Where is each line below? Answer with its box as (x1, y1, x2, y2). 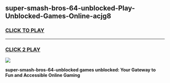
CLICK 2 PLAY (5, 46, 40, 53)
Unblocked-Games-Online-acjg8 (5, 12, 111, 21)
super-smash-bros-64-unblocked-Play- (5, 4, 135, 13)
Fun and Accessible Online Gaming (5, 72, 80, 78)
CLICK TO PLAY (5, 27, 45, 34)
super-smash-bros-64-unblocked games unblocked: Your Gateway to (5, 66, 156, 72)
